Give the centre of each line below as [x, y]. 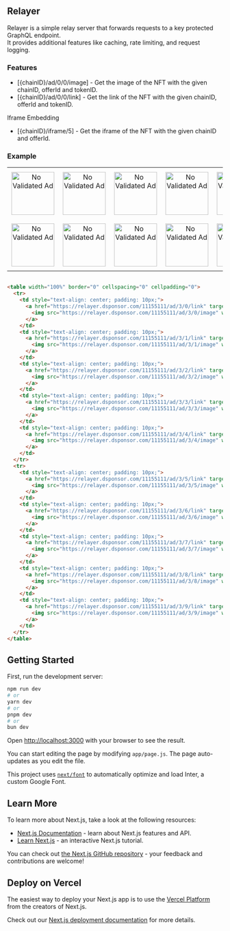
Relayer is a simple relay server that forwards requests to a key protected [110, 27]
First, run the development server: [55, 677]
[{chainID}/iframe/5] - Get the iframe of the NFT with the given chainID [117, 131]
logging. [19, 49]
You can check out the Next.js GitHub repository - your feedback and [105, 854]
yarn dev [20, 702]
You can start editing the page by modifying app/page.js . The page [102, 754]
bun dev [18, 728]
